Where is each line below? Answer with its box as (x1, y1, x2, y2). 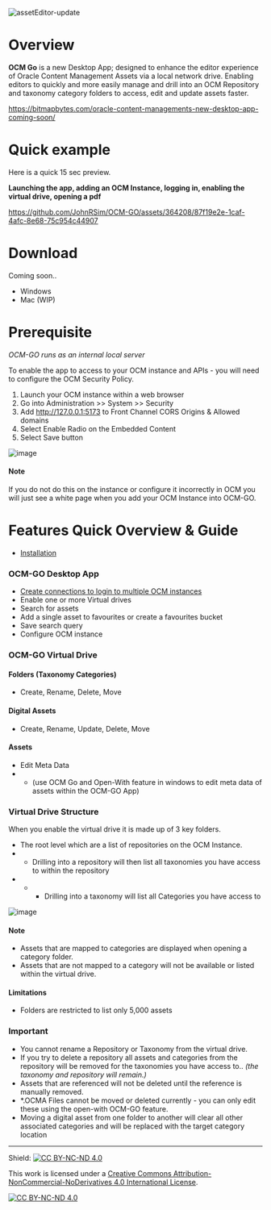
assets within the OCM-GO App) (31, 786, 140, 795)
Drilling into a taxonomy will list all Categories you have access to (44, 891, 261, 901)
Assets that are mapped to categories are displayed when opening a (19, 944, 248, 953)
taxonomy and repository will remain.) (19, 1070, 147, 1079)
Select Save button (19, 432, 83, 442)
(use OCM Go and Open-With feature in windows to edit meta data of (31, 777, 262, 786)
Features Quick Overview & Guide (8, 521, 239, 540)
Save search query (19, 621, 83, 631)
